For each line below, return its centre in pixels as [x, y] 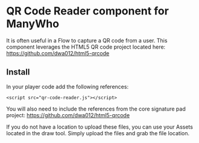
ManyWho [33, 24]
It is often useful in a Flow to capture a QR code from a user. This [87, 40]
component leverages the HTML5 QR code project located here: [86, 47]
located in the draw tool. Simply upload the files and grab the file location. [98, 133]
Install [18, 72]
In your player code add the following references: [67, 87]
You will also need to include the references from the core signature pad [96, 109]
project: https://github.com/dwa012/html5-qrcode [68, 115]
